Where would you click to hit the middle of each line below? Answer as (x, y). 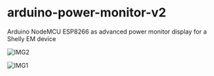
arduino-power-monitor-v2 (87, 13)
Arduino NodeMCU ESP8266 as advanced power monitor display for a (107, 31)
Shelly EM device (32, 38)
